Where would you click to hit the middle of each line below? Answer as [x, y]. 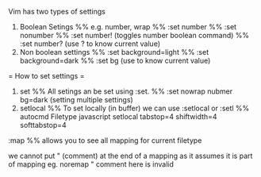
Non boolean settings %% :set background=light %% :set [114, 52]
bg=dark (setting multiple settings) [76, 100]
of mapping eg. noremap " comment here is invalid [91, 164]
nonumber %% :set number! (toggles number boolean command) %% [134, 35]
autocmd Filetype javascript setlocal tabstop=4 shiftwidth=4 [118, 117]
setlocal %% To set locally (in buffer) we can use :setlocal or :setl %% [134, 108]
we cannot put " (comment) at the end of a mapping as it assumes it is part [130, 156]
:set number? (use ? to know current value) [90, 44]
